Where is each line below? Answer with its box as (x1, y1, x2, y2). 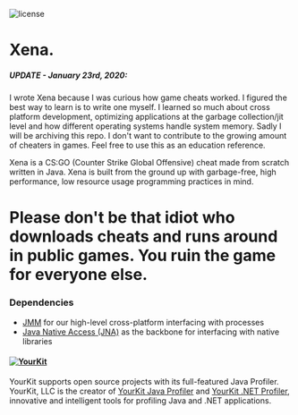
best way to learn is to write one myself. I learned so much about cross (9, 102, 270, 113)
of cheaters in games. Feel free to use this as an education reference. (9, 140, 266, 151)
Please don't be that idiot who (9, 207, 235, 228)
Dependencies (9, 296, 74, 309)
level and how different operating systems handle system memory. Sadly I (9, 121, 282, 131)
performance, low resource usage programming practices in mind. (9, 176, 254, 187)
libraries (21, 335, 53, 346)
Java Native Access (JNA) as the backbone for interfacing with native (21, 326, 280, 337)
